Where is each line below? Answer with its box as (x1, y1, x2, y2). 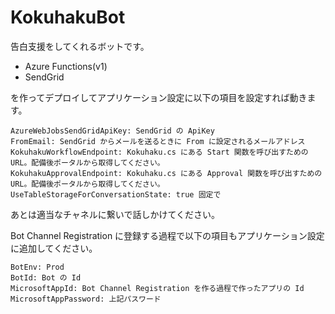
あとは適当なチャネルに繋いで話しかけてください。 (10, 208, 221, 220)
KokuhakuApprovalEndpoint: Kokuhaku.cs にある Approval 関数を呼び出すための (10, 168, 323, 178)
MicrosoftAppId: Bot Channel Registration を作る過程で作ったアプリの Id (10, 283, 305, 293)
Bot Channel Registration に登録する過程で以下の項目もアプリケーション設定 (10, 229, 325, 241)
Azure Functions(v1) (24, 60, 108, 72)
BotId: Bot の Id (10, 272, 82, 283)
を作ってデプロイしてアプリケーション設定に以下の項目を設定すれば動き (10, 91, 308, 103)
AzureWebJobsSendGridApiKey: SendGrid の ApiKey (10, 126, 215, 136)
